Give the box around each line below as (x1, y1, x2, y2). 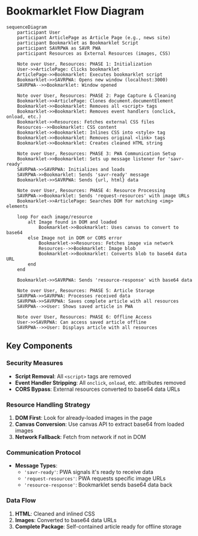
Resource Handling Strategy (6, 400, 91, 409)
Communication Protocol (6, 448, 81, 457)
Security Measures (6, 359, 63, 367)
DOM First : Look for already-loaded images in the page (14, 414, 152, 421)
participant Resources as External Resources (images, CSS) (17, 50, 171, 57)
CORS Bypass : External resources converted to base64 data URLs (14, 385, 181, 393)
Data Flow (6, 496, 36, 505)
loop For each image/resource (17, 214, 93, 220)
